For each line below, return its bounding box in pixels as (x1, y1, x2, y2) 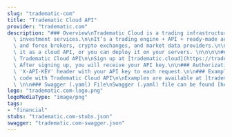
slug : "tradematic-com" (7, 10, 76, 17)
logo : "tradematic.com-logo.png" (7, 87, 104, 94)
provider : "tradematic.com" (7, 23, 88, 30)
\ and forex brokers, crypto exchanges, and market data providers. (13, 42, 215, 49)
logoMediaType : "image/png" (7, 94, 88, 101)
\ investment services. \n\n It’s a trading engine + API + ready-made (13, 36, 217, 43)
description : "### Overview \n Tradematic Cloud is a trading (7, 29, 184, 37)
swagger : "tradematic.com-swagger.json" (7, 119, 126, 127)
